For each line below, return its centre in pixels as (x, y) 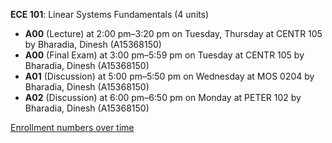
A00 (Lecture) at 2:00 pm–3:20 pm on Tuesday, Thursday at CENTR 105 (173, 33)
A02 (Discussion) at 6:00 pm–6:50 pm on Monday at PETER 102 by (163, 97)
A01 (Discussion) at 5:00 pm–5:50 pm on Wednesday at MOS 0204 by (169, 76)
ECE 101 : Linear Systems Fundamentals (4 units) (110, 14)
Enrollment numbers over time (72, 127)
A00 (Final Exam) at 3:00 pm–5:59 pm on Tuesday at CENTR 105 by (164, 55)
